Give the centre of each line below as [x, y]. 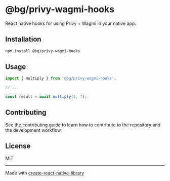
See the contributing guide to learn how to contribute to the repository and [83, 125]
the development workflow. [34, 130]
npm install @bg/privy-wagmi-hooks [43, 51]
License [18, 146]
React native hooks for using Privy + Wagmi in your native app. [71, 23]
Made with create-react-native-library [45, 173]
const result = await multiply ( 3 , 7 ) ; [46, 97]
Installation [23, 39]
